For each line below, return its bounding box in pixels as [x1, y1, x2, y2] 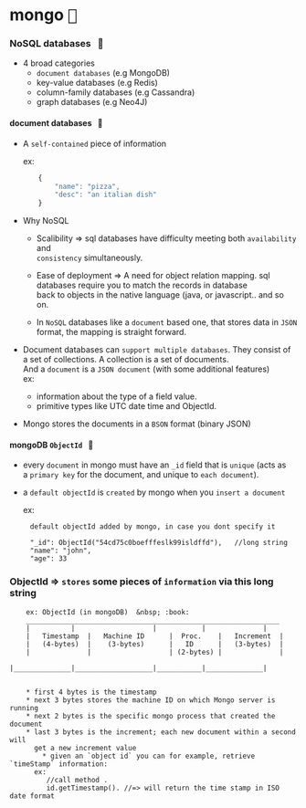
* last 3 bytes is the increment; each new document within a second [26, 727, 297, 737]
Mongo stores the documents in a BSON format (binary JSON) [22, 418, 251, 429]
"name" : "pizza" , [54, 182, 121, 191]
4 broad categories [22, 58, 96, 68]
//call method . [46, 775, 108, 784]
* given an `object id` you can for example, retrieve [42, 751, 256, 761]
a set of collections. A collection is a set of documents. [22, 354, 229, 365]
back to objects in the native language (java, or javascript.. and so [36, 289, 285, 300]
